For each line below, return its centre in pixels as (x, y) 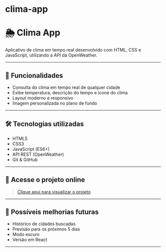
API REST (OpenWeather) (38, 154)
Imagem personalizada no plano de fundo (55, 103)
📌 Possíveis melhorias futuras (52, 212)
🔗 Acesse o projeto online (45, 180)
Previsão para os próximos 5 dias (46, 229)
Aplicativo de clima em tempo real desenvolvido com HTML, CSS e (73, 50)
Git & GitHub (25, 159)
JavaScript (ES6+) (31, 149)
